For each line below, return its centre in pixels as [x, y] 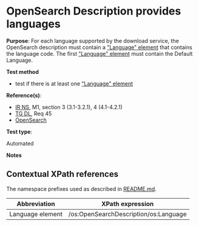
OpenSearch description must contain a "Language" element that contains [99, 47]
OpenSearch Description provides [94, 11]
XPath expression [127, 204]
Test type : [19, 131]
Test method [23, 71]
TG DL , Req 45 [33, 113]
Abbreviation [36, 204]
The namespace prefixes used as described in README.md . [81, 188]
